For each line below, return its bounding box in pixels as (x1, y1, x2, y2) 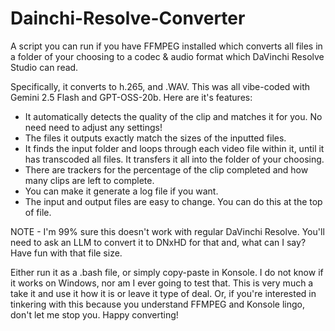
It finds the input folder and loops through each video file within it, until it (24, 142, 325, 154)
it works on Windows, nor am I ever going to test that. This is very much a (10, 277, 314, 289)
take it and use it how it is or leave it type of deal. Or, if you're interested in (10, 287, 317, 299)
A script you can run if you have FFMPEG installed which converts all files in (10, 40, 323, 52)
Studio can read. (10, 61, 79, 73)
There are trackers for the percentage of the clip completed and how (24, 163, 309, 176)
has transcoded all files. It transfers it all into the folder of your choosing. (24, 153, 325, 165)
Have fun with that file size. (10, 247, 123, 259)
